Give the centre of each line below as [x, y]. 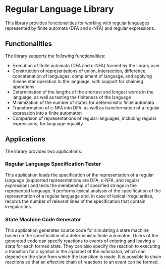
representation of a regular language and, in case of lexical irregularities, [79, 196]
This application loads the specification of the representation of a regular [80, 175]
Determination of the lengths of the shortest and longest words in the [83, 92]
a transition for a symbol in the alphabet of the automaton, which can [76, 252]
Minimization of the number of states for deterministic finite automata [83, 102]
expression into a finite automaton [47, 113]
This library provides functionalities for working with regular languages [77, 23]
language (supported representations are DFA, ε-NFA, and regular [72, 180]
